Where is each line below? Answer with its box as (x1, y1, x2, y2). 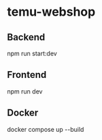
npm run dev (7, 87, 43, 96)
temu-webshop (7, 4, 96, 20)
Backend (7, 31, 46, 43)
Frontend (7, 69, 47, 81)
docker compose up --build (7, 125, 84, 133)
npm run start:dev (7, 49, 58, 57)
